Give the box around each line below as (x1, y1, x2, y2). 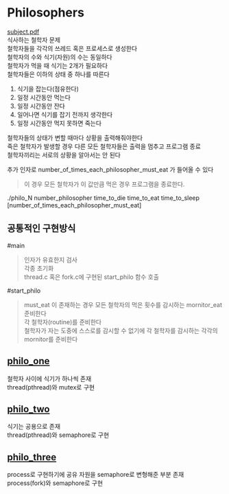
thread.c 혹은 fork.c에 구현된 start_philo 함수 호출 (23, 273, 160, 281)
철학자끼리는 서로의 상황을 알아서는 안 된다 (7, 150, 121, 159)
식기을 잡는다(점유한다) (16, 85, 79, 93)
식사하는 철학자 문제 (7, 36, 60, 44)
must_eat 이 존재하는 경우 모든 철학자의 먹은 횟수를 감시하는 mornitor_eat (23, 300, 223, 308)
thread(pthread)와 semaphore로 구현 (7, 431, 110, 439)
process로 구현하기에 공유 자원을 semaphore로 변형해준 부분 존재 (7, 471, 184, 479)
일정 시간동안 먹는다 (16, 93, 71, 101)
